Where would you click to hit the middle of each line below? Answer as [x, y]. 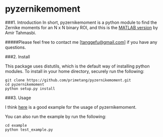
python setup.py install [30, 88]
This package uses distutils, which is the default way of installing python [77, 66]
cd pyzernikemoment [25, 84]
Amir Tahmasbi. [21, 33]
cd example [16, 125]
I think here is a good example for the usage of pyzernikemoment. [71, 107]
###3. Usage [18, 98]
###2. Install [17, 56]
